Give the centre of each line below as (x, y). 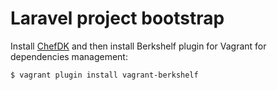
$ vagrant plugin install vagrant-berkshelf (104, 75)
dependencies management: (69, 56)
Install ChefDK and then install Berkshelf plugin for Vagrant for (138, 46)
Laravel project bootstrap (117, 18)
